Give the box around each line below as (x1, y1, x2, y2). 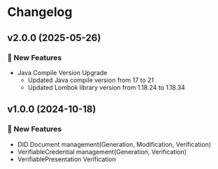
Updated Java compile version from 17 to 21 (27, 76, 154, 84)
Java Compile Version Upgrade (17, 68, 108, 77)
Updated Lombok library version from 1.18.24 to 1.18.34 (27, 83, 185, 91)
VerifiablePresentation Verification (17, 154, 117, 163)
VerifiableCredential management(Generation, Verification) (17, 147, 187, 156)
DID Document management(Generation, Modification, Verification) (17, 140, 212, 148)
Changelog (7, 4, 73, 20)
